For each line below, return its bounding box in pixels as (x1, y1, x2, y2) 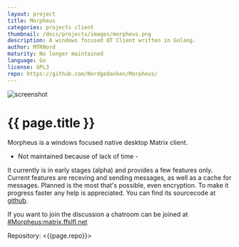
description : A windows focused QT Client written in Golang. (7, 37, 196, 44)
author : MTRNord (7, 44, 56, 51)
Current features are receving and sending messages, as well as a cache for (7, 173, 232, 182)
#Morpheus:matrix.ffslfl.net (7, 218, 88, 226)
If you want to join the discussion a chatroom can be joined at (7, 210, 188, 218)
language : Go (7, 57, 46, 64)
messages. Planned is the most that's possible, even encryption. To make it (7, 181, 229, 190)
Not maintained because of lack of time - (17, 152, 139, 161)
